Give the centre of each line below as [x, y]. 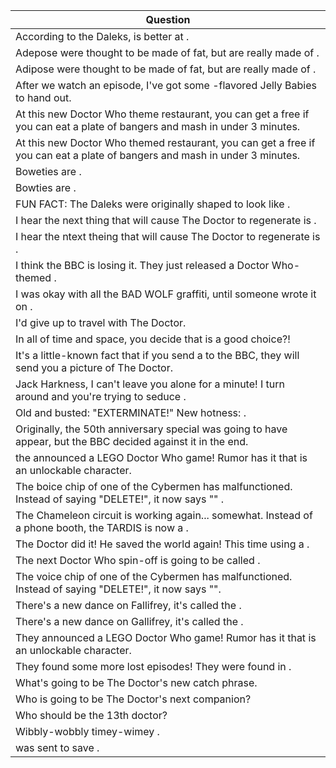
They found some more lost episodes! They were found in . [153, 666]
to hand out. [43, 97]
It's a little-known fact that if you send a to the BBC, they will [157, 355]
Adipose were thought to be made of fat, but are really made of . [166, 69]
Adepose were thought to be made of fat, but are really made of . [167, 52]
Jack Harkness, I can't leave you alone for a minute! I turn [150, 384]
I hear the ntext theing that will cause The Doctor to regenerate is [168, 236]
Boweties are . [48, 171]
